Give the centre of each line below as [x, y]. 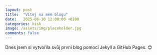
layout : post [19, 10]
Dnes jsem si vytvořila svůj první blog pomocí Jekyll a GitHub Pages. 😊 [79, 47]
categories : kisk [23, 24]
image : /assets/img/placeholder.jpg [43, 28]
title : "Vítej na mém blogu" [37, 14]
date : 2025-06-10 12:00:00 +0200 [42, 19]
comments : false [22, 33]
